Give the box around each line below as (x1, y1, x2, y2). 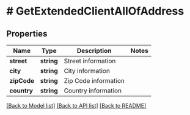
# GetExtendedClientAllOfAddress (6, 4, 185, 18)
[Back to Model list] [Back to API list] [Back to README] (6, 102, 147, 109)
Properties (6, 29, 48, 39)
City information (64, 67, 110, 75)
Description (76, 47, 112, 55)
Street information (64, 57, 116, 65)
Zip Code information (64, 77, 125, 85)
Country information (64, 86, 122, 95)
